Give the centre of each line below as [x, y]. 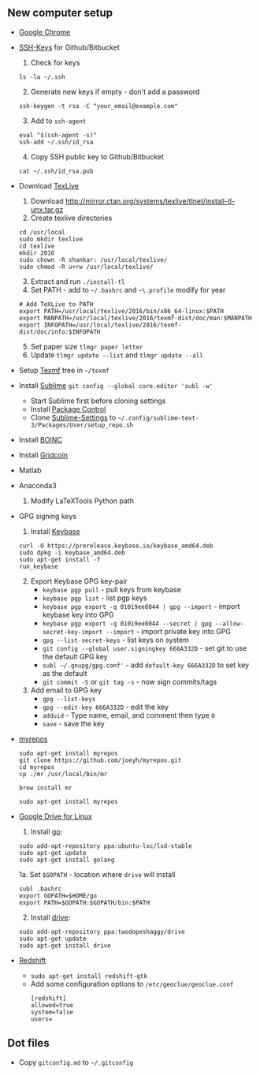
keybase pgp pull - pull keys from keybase [112, 589]
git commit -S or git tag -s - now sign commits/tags [130, 681]
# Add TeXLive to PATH [56, 304]
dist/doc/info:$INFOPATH [59, 332]
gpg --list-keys [69, 699]
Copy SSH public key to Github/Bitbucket [97, 156]
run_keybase [38, 566]
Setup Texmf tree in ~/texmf [64, 370]
